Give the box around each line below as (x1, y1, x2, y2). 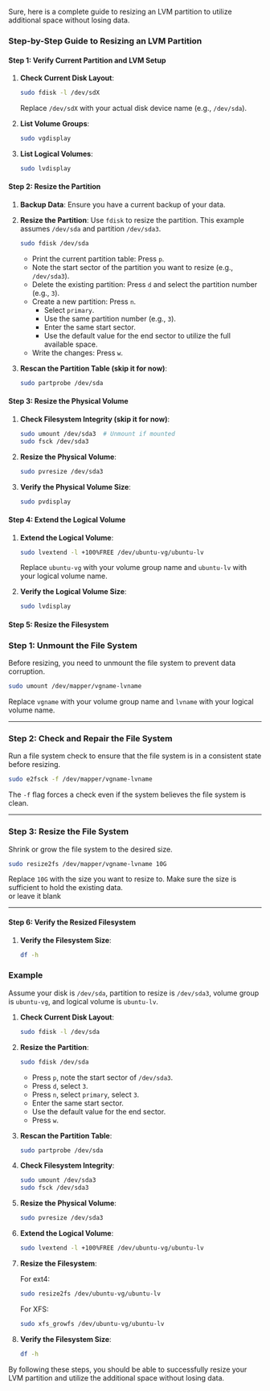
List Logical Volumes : (19, 149, 94, 158)
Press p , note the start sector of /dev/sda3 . (31, 1073, 174, 1082)
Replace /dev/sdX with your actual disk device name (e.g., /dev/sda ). (19, 104, 247, 113)
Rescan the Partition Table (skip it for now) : (19, 363, 167, 373)
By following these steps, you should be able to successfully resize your (8, 1364, 247, 1374)
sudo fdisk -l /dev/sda (19, 1028, 100, 1036)
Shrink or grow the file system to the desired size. (8, 844, 173, 854)
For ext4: (19, 1274, 51, 1283)
